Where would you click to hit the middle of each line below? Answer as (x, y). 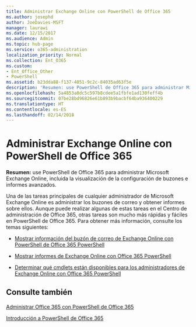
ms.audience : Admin (30, 39)
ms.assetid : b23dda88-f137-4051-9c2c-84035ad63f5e (69, 82)
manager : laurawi (27, 28)
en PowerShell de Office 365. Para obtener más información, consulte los (94, 221)
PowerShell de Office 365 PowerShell (60, 245)
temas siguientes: (27, 227)
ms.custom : (19, 66)
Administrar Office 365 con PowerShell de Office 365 (70, 307)
